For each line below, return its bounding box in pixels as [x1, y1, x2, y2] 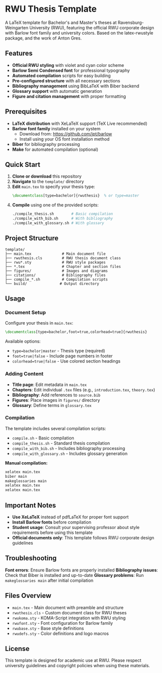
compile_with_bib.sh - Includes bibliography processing [12, 445, 125, 451]
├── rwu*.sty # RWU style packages [5, 260, 106, 265]
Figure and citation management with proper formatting [12, 93, 126, 99]
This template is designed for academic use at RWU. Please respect [5, 657, 142, 663]
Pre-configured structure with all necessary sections [12, 78, 121, 83]
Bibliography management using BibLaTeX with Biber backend [12, 83, 140, 89]
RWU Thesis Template [5, 3, 97, 15]
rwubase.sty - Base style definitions [12, 625, 84, 631]
